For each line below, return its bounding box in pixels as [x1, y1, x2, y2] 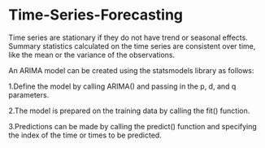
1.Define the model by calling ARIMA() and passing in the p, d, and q [8, 81, 237, 91]
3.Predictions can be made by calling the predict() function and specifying [8, 121, 258, 131]
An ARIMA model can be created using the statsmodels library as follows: [8, 65, 254, 75]
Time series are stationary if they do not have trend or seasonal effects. [8, 33, 248, 42]
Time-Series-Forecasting [8, 6, 184, 24]
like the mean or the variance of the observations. [8, 50, 176, 59]
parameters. [8, 89, 50, 99]
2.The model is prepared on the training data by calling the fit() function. [8, 106, 250, 115]
